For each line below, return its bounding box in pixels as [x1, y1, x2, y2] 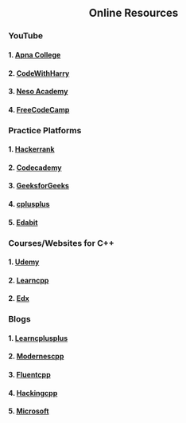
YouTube [8, 30, 44, 42]
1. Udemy [8, 257, 40, 267]
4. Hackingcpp [8, 388, 58, 397]
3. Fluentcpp [8, 370, 51, 379]
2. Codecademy [8, 163, 62, 172]
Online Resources [88, 6, 179, 20]
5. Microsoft [8, 406, 49, 416]
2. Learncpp [8, 275, 49, 285]
